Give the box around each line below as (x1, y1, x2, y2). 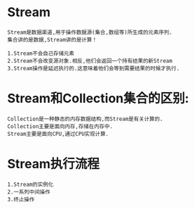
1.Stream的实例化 (7, 181, 54, 188)
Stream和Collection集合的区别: (7, 91, 189, 106)
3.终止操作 (7, 196, 35, 203)
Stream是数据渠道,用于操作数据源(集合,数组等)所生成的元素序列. (7, 29, 173, 36)
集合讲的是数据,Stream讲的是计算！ (7, 36, 97, 43)
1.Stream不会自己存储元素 (7, 50, 75, 57)
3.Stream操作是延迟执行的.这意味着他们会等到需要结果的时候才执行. (7, 65, 180, 72)
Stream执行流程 (7, 156, 100, 172)
